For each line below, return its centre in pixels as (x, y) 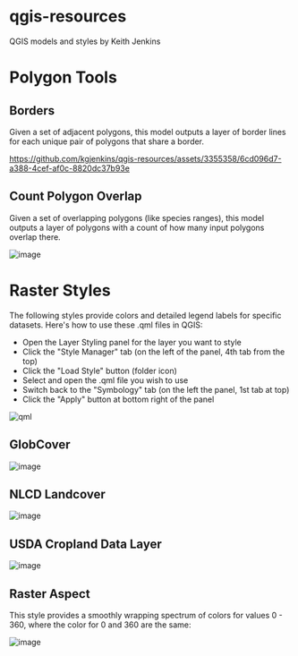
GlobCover (40, 445)
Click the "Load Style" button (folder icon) (99, 371)
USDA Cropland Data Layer (86, 544)
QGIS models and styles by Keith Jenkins (85, 41)
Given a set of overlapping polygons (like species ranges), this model (137, 217)
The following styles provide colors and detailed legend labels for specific (145, 315)
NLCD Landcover (57, 494)
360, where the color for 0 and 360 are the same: (100, 625)
